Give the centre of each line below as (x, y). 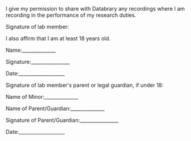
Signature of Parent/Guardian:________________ (62, 120)
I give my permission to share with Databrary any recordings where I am (95, 9)
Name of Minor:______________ (42, 97)
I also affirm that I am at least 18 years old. (58, 38)
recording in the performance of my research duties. (71, 15)
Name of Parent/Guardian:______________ (55, 108)
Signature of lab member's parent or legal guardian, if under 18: (85, 85)
